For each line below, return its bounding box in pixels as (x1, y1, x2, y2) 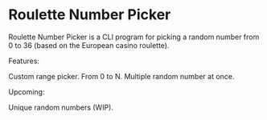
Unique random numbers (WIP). (8, 102, 114, 112)
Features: (8, 56, 40, 66)
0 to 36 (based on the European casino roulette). (8, 40, 170, 50)
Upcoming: (8, 86, 45, 97)
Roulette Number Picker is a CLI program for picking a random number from (8, 32, 260, 42)
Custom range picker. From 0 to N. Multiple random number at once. (8, 71, 235, 81)
